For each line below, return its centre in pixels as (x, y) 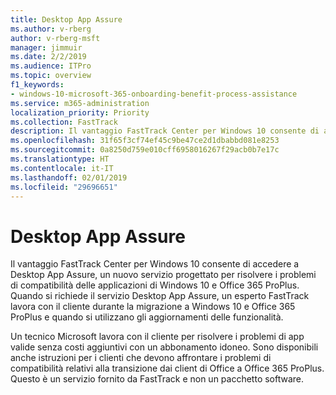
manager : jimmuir (46, 47)
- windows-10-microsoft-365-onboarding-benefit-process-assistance (154, 94)
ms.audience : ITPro (51, 66)
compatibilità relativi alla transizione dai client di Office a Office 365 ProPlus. (167, 368)
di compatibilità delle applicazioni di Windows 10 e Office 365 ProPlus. (155, 285)
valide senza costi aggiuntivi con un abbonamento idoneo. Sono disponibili (164, 347)
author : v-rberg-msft (55, 38)
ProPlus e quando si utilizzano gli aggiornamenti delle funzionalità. (147, 317)
